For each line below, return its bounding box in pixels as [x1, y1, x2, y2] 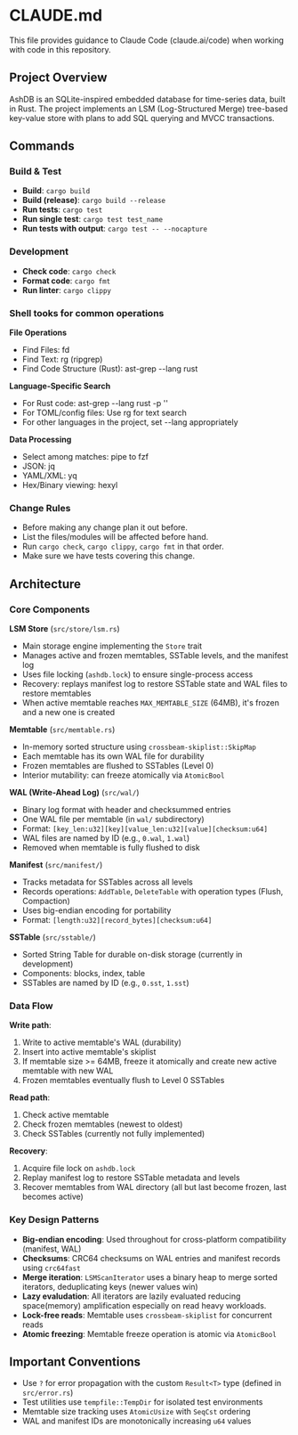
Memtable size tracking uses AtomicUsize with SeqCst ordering [21, 1406, 251, 1417]
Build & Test [9, 166, 62, 178]
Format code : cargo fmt [21, 275, 111, 286]
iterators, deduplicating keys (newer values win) [21, 1281, 198, 1292]
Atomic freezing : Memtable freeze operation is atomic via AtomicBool [21, 1328, 278, 1339]
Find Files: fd [21, 345, 70, 355]
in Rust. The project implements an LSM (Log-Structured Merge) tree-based [9, 103, 288, 114]
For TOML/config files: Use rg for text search [21, 407, 187, 419]
